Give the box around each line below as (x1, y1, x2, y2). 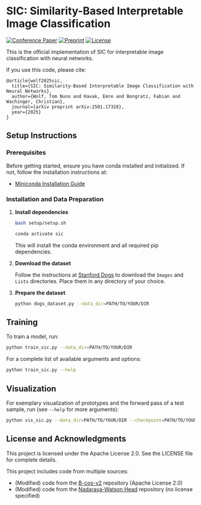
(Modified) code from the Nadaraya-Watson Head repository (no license (14, 485, 193, 492)
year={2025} (11, 109, 42, 115)
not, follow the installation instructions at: (6, 169, 108, 176)
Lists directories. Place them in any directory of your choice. (14, 277, 166, 284)
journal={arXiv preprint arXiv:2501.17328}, (11, 103, 124, 110)
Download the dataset (14, 259, 71, 267)
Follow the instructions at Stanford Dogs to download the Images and (14, 271, 184, 278)
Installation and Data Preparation (6, 195, 104, 203)
